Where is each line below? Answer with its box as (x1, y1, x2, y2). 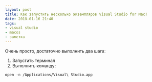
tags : (5, 21, 16, 26)
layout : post (5, 7, 32, 12)
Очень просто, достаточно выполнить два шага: (5, 48, 106, 54)
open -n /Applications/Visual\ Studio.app (5, 72, 93, 77)
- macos (5, 30, 21, 35)
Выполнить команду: (12, 62, 56, 69)
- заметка (5, 35, 25, 40)
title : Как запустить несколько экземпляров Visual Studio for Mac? (5, 12, 148, 17)
